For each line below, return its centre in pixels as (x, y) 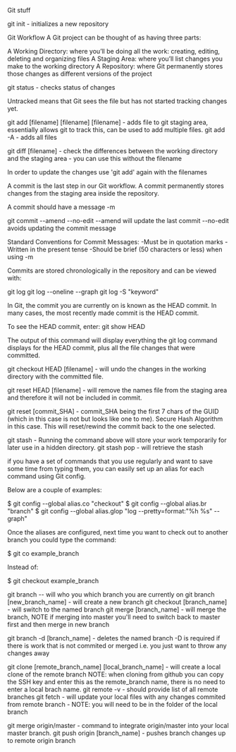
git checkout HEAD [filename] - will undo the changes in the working (107, 369)
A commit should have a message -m (61, 207)
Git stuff (19, 10)
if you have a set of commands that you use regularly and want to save (110, 461)
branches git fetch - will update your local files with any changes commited (116, 697)
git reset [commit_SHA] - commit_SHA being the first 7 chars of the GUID (113, 411)
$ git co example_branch (43, 553)
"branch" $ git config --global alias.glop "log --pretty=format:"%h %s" (110, 511)
